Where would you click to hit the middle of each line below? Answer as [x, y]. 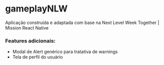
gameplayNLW [36, 9]
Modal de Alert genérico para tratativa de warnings [65, 52]
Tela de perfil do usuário [37, 57]
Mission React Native [27, 27]
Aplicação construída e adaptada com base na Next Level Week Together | [82, 22]
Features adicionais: [30, 40]
